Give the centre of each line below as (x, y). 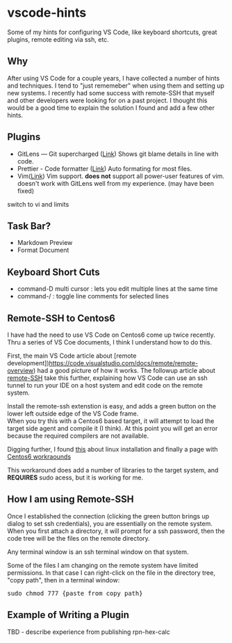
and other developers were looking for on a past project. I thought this (107, 100)
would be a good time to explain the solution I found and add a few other (111, 108)
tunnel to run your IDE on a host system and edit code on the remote (105, 385)
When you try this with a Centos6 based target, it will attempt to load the (111, 421)
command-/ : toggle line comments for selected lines (93, 296)
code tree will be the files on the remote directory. (79, 538)
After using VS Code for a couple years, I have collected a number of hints (114, 78)
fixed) (26, 191)
